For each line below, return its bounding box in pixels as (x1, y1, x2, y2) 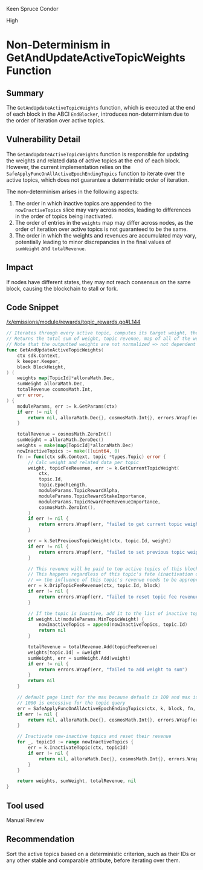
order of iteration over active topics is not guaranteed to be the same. (14, 225, 188, 233)
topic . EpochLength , (38, 482, 88, 488)
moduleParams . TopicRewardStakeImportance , (38, 493, 147, 499)
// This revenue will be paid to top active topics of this (28, 566, 182, 572)
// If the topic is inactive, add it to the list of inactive (28, 610, 188, 617)
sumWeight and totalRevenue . (14, 245, 86, 252)
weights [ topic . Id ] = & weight (28, 649, 101, 656)
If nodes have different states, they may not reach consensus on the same (6, 278, 192, 285)
